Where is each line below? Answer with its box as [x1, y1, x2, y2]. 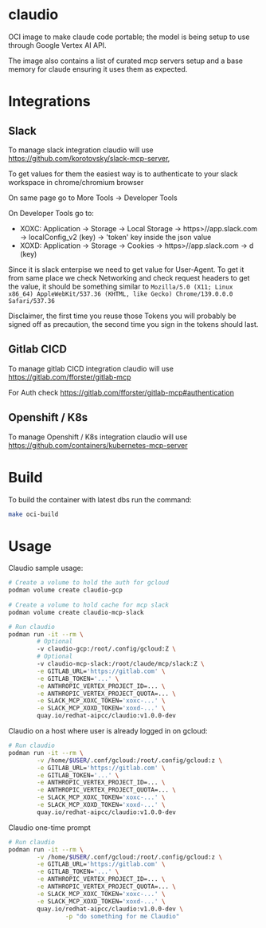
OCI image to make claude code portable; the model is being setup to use [8, 32, 250, 41]
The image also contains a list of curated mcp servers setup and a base [8, 56, 243, 65]
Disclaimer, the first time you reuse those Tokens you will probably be [8, 311, 237, 320]
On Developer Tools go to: [8, 208, 94, 218]
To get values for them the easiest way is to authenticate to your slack [8, 169, 238, 179]
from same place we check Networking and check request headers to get [8, 273, 250, 282]
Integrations [8, 92, 92, 111]
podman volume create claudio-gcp [8, 586, 123, 595]
